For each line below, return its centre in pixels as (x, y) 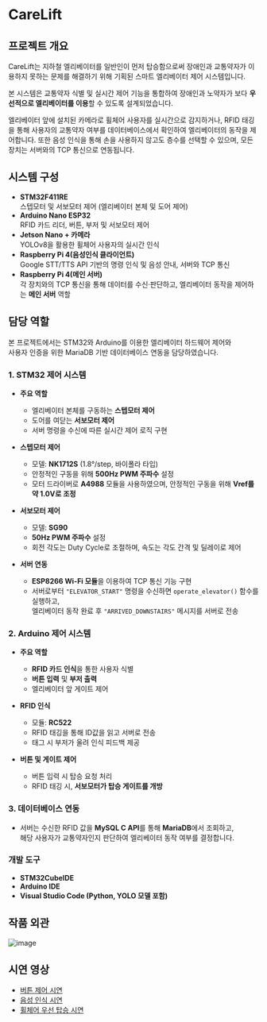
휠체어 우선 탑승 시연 (52, 1010)
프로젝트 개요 (39, 46)
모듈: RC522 (52, 723)
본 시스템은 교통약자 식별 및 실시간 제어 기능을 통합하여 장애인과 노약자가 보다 (128, 93)
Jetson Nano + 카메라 (55, 234)
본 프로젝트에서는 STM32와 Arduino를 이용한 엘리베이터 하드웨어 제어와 (120, 342)
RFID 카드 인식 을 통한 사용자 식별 (83, 669)
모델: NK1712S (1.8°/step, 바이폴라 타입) (95, 464)
